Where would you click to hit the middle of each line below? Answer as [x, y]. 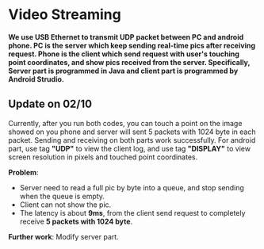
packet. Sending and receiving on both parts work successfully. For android [132, 140]
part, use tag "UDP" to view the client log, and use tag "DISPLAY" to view [130, 148]
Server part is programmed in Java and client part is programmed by [123, 71]
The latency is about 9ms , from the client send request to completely [132, 213]
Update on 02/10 [50, 104]
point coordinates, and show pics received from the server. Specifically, [129, 62]
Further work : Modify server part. [63, 236]
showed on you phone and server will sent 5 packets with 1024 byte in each [132, 132]
